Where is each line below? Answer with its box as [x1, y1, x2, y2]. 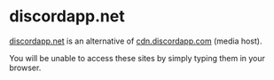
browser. [9, 62, 42, 73]
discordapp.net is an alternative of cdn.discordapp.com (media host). [9, 36, 262, 46]
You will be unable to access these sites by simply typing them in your [9, 52, 266, 63]
